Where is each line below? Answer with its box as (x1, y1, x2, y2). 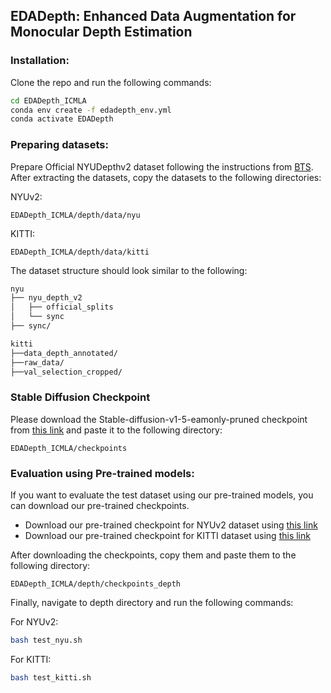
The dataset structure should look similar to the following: (10, 264, 248, 276)
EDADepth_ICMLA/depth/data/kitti (10, 247, 150, 257)
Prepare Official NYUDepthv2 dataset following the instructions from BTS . (10, 160, 314, 173)
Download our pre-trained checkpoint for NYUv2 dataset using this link (24, 519, 318, 531)
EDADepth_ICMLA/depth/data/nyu (10, 210, 141, 220)
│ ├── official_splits (10, 302, 114, 313)
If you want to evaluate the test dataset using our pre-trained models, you (10, 489, 314, 501)
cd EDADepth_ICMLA (10, 95, 87, 106)
